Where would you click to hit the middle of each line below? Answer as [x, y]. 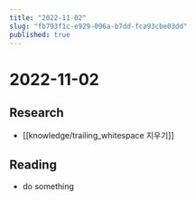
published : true [40, 34]
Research [37, 113]
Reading [33, 164]
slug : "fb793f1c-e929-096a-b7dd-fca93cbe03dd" [98, 26]
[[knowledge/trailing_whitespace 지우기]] [98, 136]
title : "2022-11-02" [48, 18]
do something [48, 187]
